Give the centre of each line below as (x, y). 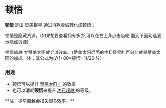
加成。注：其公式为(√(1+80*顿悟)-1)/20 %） (59, 58)
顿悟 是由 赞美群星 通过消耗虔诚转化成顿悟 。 (51, 25)
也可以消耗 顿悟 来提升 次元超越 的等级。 (53, 90)
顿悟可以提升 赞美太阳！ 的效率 (44, 84)
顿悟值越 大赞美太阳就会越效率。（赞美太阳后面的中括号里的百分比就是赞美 (81, 52)
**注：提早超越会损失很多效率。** (40, 101)
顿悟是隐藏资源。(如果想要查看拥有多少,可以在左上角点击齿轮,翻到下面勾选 (81, 35)
